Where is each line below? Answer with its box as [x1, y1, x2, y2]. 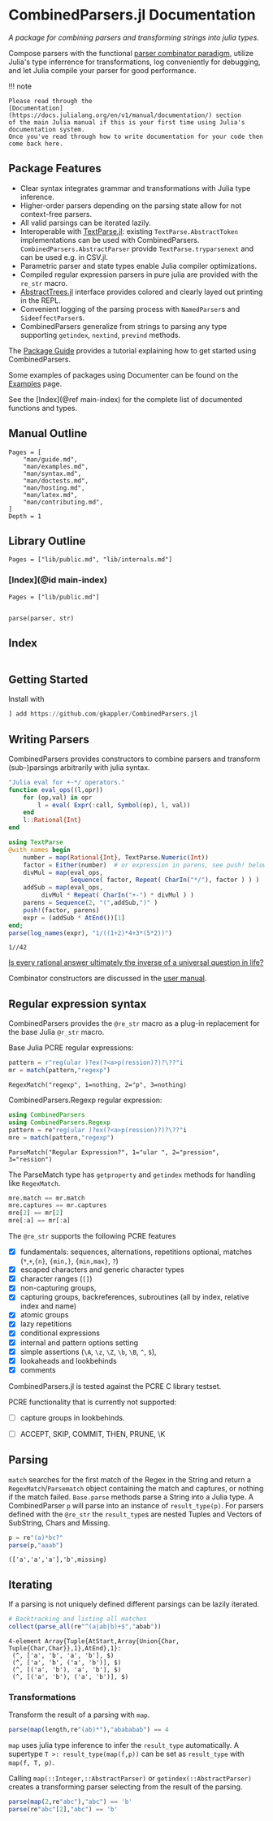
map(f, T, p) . [8, 1758, 54, 1767]
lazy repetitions [19, 1319, 72, 1329]
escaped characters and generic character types [19, 1265, 184, 1274]
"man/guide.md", [23, 455, 79, 464]
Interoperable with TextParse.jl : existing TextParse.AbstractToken [19, 226, 238, 236]
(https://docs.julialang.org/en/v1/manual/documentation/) [8, 111, 213, 119]
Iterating [8, 1577, 53, 1591]
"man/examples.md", [23, 462, 89, 470]
